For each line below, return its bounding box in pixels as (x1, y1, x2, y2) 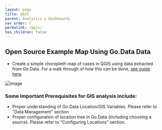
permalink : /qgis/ (5, 25, 42, 30)
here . (12, 71, 23, 77)
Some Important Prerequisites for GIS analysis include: (5, 93, 137, 99)
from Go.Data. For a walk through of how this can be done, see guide (12, 66, 150, 72)
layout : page (5, 7, 32, 12)
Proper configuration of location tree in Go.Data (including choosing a (12, 114, 152, 120)
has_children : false (5, 30, 47, 35)
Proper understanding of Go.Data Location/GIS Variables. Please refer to (12, 104, 157, 110)
